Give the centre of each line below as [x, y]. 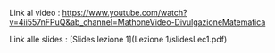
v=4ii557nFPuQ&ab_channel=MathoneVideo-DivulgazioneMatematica [137, 22]
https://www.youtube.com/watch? [125, 13]
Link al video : [35, 13]
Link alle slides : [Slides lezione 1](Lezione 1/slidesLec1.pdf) [118, 39]
